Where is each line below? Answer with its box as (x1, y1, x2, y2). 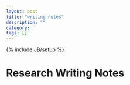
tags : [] (6, 30, 28, 36)
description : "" (6, 19, 46, 25)
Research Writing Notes (6, 66, 125, 80)
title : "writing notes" (6, 14, 64, 20)
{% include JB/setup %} (6, 46, 64, 53)
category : (6, 24, 30, 31)
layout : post (6, 8, 38, 15)
